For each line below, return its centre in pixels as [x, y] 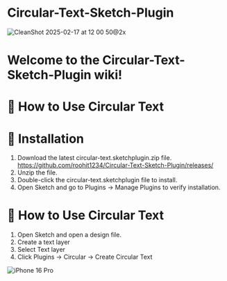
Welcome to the [53, 60]
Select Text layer [41, 250]
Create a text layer [44, 242]
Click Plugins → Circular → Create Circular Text [85, 257]
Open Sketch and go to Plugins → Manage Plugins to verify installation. [119, 187]
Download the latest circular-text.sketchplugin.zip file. [94, 158]
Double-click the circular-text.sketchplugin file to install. [97, 180]
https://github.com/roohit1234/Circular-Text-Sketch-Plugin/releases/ [115, 166]
